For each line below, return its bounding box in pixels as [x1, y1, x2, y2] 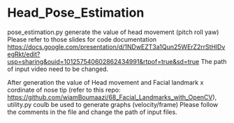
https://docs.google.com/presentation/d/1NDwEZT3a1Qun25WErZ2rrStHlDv [7, 42, 226, 51]
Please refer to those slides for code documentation [7, 35, 157, 43]
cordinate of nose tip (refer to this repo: [7, 85, 121, 94]
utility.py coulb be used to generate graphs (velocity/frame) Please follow [7, 100, 219, 108]
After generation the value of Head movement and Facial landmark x [7, 78, 204, 86]
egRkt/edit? [7, 50, 41, 58]
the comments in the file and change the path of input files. [7, 108, 177, 116]
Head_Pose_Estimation [7, 5, 145, 21]
